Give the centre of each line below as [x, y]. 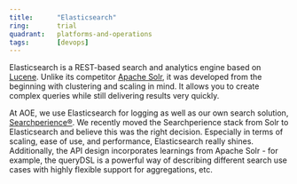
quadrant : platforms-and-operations [81, 34]
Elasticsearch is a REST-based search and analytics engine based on [135, 68]
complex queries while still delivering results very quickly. [114, 96]
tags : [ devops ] [49, 42]
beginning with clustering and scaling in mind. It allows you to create [134, 86]
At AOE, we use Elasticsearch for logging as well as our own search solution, [149, 113]
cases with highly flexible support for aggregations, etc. [111, 170]
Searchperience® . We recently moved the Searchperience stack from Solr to [149, 123]
